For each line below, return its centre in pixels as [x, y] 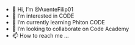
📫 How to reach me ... [40, 36]
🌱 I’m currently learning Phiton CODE [58, 22]
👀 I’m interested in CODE [43, 16]
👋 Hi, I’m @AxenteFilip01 [43, 9]
